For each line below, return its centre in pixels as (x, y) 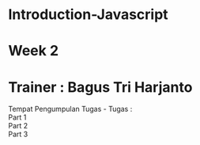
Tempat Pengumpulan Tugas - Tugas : (70, 109)
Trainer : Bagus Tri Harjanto (100, 87)
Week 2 (34, 51)
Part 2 (18, 126)
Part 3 (18, 134)
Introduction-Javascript (88, 15)
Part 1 (17, 117)
